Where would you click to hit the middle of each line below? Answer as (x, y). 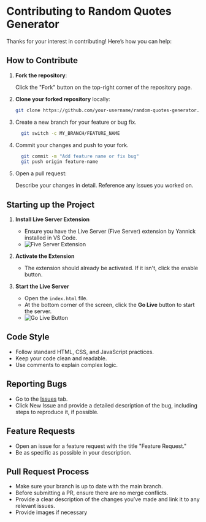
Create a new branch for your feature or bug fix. (76, 122)
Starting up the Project (51, 204)
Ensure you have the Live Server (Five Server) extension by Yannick (110, 232)
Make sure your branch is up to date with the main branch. (89, 486)
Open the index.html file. (56, 298)
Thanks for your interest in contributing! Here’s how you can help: (89, 41)
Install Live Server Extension (52, 219)
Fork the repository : (41, 75)
